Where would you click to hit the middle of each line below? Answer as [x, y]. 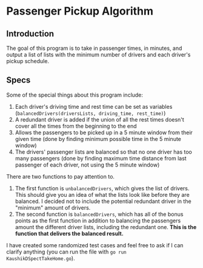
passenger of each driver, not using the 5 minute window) [87, 165]
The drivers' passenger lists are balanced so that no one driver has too [103, 152]
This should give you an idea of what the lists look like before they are [102, 194]
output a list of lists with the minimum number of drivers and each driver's [98, 55]
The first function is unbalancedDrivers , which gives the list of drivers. [102, 188]
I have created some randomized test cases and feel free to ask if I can [95, 245]
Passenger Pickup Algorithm [80, 11]
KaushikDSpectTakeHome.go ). [41, 258]
